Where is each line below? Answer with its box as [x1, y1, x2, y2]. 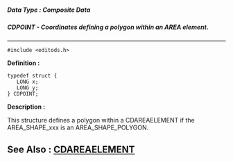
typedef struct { [7, 73, 58, 80]
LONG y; [16, 84, 39, 91]
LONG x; [16, 78, 39, 86]
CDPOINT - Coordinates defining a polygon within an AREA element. [7, 23, 209, 31]
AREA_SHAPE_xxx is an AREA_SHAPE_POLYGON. [7, 123, 149, 132]
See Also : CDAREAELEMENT [7, 143, 135, 155]
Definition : [7, 59, 40, 67]
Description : [7, 102, 46, 111]
